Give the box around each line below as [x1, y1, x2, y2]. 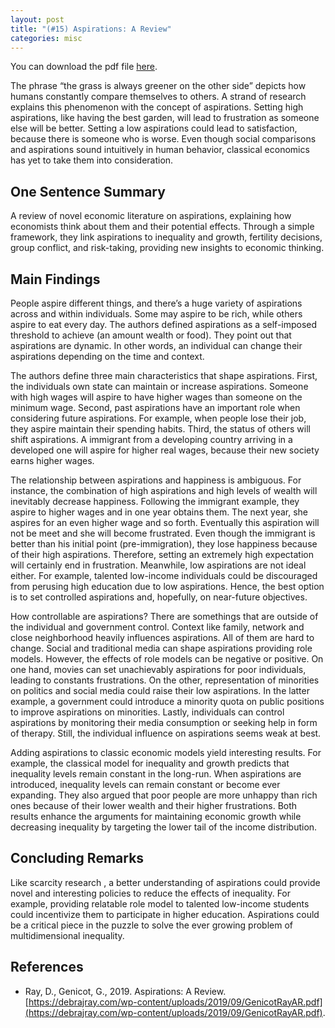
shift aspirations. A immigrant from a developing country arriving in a [10, 434, 293, 445]
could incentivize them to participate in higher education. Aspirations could [10, 908, 320, 920]
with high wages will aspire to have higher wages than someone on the [10, 391, 303, 403]
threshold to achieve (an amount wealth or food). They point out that [10, 329, 292, 341]
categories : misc [10, 33, 83, 43]
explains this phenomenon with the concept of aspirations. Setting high [10, 101, 304, 113]
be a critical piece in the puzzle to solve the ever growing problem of [10, 919, 293, 931]
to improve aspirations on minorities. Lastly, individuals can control [10, 706, 285, 718]
